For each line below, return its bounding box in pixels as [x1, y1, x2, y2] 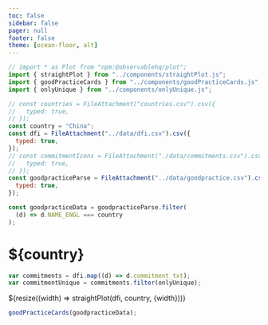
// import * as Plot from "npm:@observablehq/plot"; [8, 63, 187, 72]
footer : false [8, 34, 56, 42]
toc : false [8, 11, 45, 20]
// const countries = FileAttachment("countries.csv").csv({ [8, 100, 216, 108]
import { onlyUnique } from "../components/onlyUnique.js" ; [8, 85, 213, 93]
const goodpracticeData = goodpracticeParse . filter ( [8, 204, 187, 212]
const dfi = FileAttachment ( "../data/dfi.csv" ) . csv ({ [8, 129, 191, 138]
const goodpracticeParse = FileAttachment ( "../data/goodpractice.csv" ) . [8, 174, 255, 182]
